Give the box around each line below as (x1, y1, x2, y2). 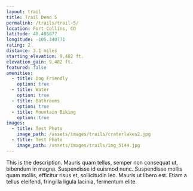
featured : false (6, 64, 47, 71)
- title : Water (11, 87, 50, 93)
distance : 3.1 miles (6, 48, 58, 54)
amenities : (6, 70, 33, 76)
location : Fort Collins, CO (6, 25, 76, 32)
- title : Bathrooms (11, 98, 60, 104)
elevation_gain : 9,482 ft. (6, 59, 73, 65)
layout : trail (6, 8, 42, 15)
